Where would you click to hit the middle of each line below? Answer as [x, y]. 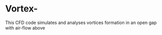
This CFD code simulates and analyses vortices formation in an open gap [81, 22]
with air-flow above [25, 27]
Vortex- [22, 9]
